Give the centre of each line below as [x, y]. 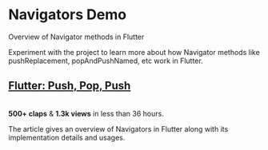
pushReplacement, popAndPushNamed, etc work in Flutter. [106, 61]
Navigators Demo [67, 15]
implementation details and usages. [67, 137]
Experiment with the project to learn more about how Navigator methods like [134, 52]
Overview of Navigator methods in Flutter [76, 37]
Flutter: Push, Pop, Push [70, 86]
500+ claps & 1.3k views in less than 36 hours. [86, 113]
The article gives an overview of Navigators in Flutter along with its [118, 128]
